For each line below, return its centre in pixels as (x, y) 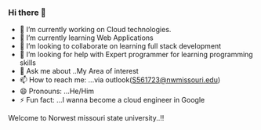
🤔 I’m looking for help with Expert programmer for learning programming (136, 55)
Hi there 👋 (27, 13)
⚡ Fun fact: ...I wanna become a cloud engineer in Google (112, 100)
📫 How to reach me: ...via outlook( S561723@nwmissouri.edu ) (120, 80)
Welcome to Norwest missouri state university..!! (86, 118)
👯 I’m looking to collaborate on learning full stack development (120, 46)
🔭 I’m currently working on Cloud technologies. (95, 30)
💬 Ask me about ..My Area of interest (79, 71)
